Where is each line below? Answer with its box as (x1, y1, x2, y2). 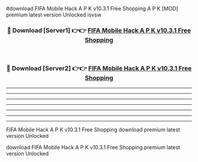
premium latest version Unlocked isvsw (6, 11, 102, 18)
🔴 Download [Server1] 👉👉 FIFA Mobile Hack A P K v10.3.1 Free (6, 26, 192, 34)
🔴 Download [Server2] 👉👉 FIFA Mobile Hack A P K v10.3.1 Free (6, 64, 192, 72)
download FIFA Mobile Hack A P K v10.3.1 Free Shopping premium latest (6, 144, 180, 151)
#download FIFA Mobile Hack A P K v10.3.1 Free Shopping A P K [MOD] (6, 5, 179, 12)
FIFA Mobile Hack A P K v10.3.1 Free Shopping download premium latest (6, 126, 180, 133)
